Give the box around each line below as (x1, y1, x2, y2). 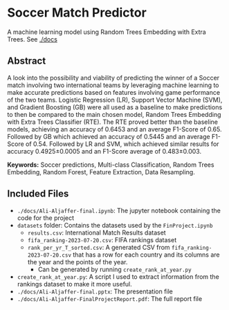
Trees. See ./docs (7, 35, 57, 43)
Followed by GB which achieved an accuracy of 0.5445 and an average (7, 132, 210, 140)
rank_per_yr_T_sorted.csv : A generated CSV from (27, 243, 171, 251)
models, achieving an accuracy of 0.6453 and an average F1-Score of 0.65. (7, 125, 222, 133)
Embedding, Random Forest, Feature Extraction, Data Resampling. (7, 167, 195, 176)
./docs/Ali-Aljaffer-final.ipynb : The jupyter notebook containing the (17, 206, 221, 215)
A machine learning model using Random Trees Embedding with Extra (7, 28, 206, 36)
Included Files (7, 188, 69, 200)
